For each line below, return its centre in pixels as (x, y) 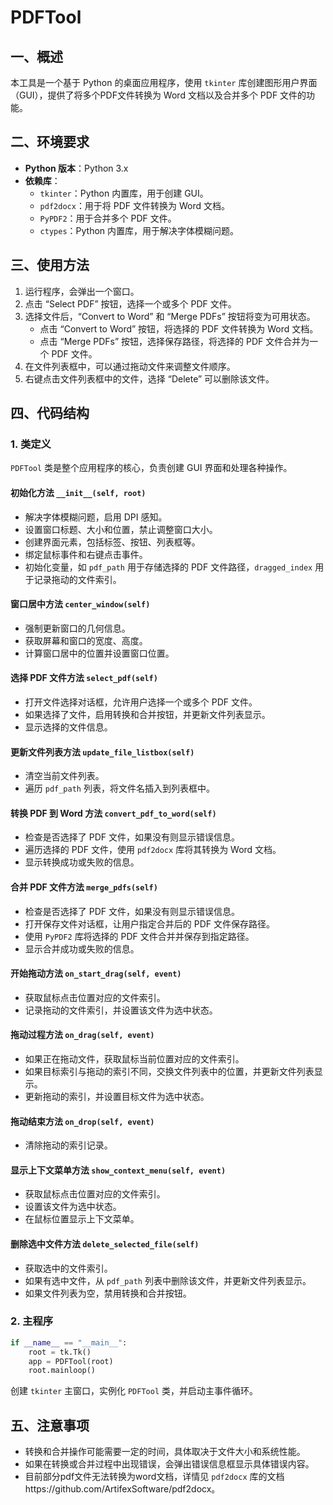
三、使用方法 (50, 265)
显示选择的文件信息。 (68, 727)
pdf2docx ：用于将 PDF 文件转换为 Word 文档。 (135, 205)
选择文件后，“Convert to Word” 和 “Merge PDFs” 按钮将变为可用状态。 (170, 316)
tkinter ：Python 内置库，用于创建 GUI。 (124, 193)
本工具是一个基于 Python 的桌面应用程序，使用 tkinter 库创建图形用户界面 (164, 82)
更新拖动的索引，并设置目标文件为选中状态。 (117, 1096)
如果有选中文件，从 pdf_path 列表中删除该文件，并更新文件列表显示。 (168, 1280)
